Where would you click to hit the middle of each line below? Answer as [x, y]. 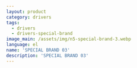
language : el [22, 45]
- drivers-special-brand [42, 34]
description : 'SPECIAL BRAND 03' [47, 56]
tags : [13, 22]
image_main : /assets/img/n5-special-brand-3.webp [69, 39]
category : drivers [29, 17]
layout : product [26, 12]
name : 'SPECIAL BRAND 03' [38, 50]
